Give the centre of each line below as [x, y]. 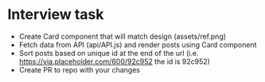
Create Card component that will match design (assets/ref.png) [123, 36]
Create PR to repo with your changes [80, 69]
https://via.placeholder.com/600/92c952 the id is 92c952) [114, 61]
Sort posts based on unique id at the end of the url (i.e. [109, 53]
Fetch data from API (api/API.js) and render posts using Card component [138, 44]
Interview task [56, 15]
